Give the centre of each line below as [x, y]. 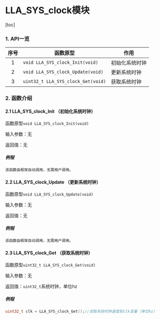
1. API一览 [17, 38]
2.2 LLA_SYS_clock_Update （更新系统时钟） [53, 182]
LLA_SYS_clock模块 [48, 10]
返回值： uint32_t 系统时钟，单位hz [41, 287]
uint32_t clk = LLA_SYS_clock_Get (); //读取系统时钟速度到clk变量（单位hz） [81, 311]
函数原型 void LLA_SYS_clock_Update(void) [49, 194]
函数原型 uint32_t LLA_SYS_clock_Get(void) [51, 265]
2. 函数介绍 [19, 98]
